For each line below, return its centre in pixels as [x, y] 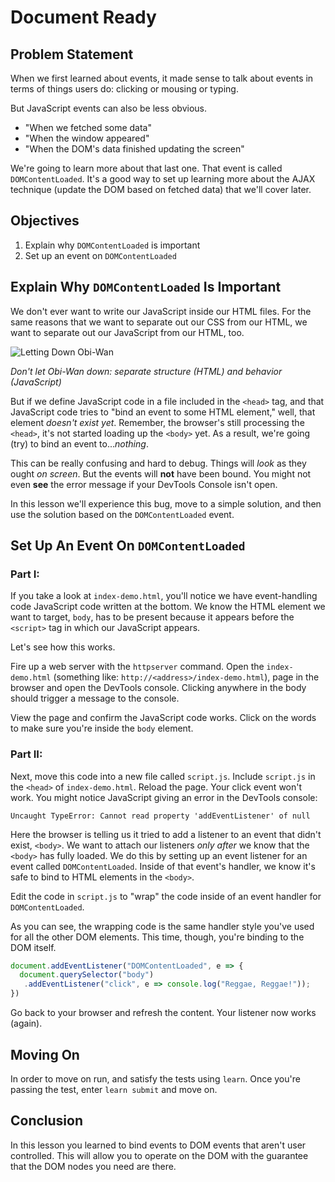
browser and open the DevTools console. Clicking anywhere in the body [158, 688]
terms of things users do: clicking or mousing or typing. [124, 89]
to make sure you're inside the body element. [102, 728]
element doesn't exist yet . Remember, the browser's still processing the [157, 422]
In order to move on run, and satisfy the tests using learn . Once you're [155, 1078]
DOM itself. [33, 947]
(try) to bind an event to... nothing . [79, 443]
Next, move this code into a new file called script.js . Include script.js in [163, 776]
